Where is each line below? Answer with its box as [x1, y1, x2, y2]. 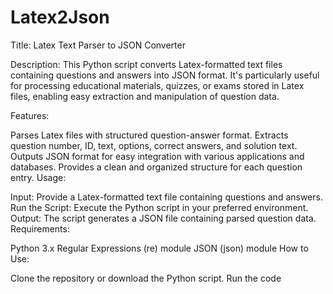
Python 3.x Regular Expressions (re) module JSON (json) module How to [10, 242, 309, 254]
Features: [10, 109, 50, 121]
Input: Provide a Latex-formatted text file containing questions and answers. [10, 191, 323, 203]
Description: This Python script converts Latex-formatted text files [10, 58, 283, 70]
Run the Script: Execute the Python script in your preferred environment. [10, 201, 309, 213]
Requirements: [10, 222, 70, 235]
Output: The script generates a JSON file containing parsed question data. [10, 212, 317, 224]
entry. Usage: [10, 171, 67, 183]
